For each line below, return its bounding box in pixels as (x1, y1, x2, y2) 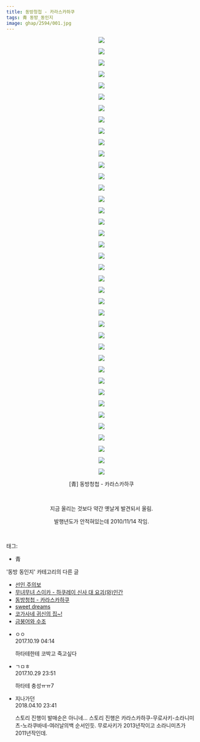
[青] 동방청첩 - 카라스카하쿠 (69, 480, 134, 488)
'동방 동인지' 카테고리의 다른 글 (6, 568, 79, 575)
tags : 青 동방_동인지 (6, 15, 53, 21)
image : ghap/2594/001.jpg (6, 20, 71, 26)
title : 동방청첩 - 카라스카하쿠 (6, 8, 75, 15)
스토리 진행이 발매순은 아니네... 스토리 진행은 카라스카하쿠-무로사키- (15, 714, 175, 721)
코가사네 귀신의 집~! (15, 610, 63, 618)
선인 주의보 (15, 581, 42, 588)
